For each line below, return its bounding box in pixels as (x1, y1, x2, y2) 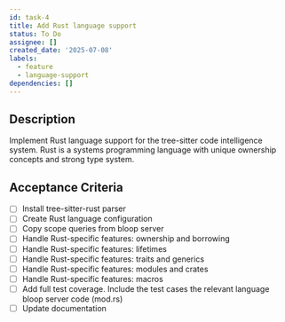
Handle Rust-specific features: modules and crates (21, 263, 209, 274)
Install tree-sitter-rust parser (21, 203, 127, 214)
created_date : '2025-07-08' (9, 46, 114, 55)
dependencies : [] (9, 79, 74, 88)
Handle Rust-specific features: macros (21, 273, 164, 284)
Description (9, 112, 75, 127)
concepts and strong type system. (9, 154, 135, 165)
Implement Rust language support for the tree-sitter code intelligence (9, 135, 264, 146)
